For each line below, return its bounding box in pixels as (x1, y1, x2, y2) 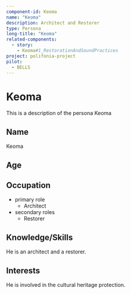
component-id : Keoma (6, 8, 58, 15)
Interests (6, 265, 40, 276)
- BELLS (11, 64, 31, 70)
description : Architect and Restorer (6, 20, 100, 26)
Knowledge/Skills (6, 232, 73, 242)
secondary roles (14, 209, 55, 216)
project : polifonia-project (6, 53, 76, 59)
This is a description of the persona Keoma (6, 110, 112, 117)
